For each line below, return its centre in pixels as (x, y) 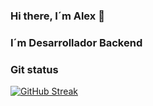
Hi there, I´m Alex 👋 (57, 16)
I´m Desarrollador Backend (76, 42)
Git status (34, 69)
